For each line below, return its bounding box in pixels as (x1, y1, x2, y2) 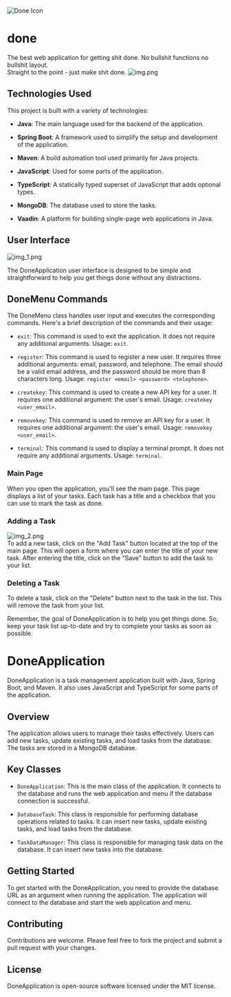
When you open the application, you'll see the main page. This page (7, 484, 200, 493)
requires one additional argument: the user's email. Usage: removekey (16, 424, 213, 432)
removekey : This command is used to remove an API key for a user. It (16, 416, 210, 424)
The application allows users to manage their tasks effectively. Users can (7, 729, 214, 737)
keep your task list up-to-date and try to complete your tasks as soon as (7, 622, 212, 630)
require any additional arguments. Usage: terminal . (16, 451, 163, 460)
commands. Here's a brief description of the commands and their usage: (7, 319, 213, 327)
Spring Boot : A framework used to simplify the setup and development (16, 133, 218, 141)
